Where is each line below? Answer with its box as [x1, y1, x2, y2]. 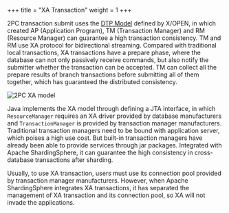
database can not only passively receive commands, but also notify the [7, 56, 209, 64]
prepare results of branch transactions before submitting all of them [7, 70, 199, 79]
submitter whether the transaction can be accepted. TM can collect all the [7, 63, 217, 71]
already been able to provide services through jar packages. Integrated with [7, 141, 222, 149]
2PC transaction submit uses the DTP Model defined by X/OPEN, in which [7, 19, 217, 27]
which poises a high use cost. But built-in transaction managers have [7, 134, 203, 142]
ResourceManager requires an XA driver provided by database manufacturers [7, 112, 222, 120]
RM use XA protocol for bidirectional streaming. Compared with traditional [7, 41, 217, 49]
